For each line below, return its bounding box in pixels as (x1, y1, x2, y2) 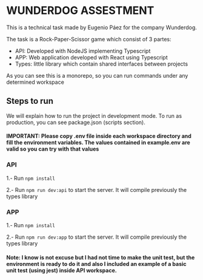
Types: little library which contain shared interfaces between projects (15, 60, 188, 67)
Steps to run (6, 96, 53, 106)
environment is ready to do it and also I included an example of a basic (6, 260, 187, 267)
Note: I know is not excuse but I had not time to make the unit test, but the (6, 253, 195, 261)
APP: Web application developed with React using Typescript (15, 53, 168, 61)
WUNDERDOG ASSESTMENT (6, 4, 155, 18)
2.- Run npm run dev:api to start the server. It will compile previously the (6, 186, 187, 193)
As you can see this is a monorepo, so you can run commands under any (6, 72, 188, 79)
